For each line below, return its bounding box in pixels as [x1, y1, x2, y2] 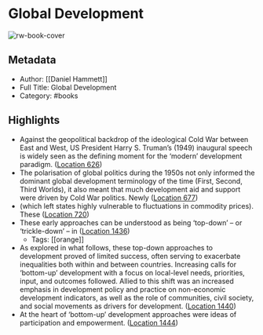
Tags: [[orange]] [31, 235, 85, 244]
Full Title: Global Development [19, 82, 117, 92]
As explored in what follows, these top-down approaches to [19, 242, 214, 252]
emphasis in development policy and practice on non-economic [19, 284, 226, 294]
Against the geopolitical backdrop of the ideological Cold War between [19, 134, 249, 144]
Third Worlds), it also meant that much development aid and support [19, 184, 241, 194]
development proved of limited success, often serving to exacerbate [19, 251, 241, 260]
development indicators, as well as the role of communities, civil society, [19, 293, 254, 302]
